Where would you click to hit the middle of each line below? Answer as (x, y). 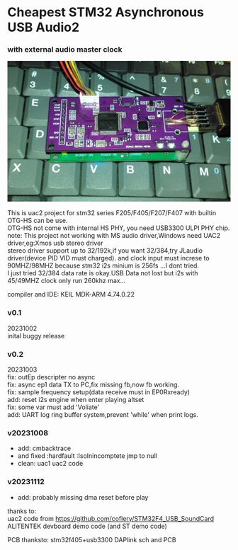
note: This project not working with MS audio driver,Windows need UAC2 (114, 236)
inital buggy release (36, 336)
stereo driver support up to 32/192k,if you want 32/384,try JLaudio (105, 251)
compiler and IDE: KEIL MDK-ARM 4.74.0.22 (71, 294)
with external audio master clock (65, 50)
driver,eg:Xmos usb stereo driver (55, 243)
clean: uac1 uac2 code (50, 464)
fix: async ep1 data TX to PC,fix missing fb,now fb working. (93, 385)
